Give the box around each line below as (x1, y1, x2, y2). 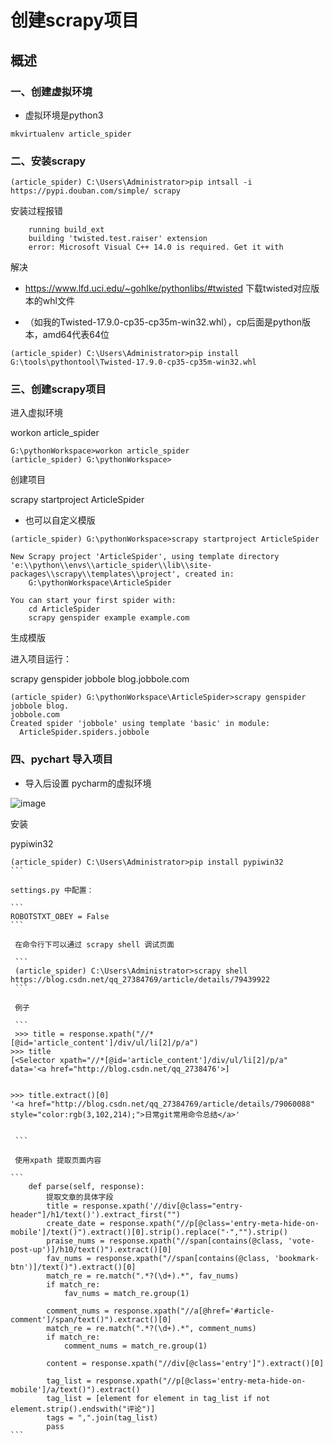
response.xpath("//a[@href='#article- (113, 1306, 275, 1316)
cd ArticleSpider (28, 604, 101, 615)
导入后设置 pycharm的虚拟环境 (24, 777, 152, 789)
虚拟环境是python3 (24, 109, 104, 121)
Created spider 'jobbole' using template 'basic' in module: (10, 719, 271, 729)
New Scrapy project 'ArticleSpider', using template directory (10, 552, 280, 562)
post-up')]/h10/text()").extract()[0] (10, 1244, 172, 1255)
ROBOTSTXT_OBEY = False (10, 911, 110, 921)
